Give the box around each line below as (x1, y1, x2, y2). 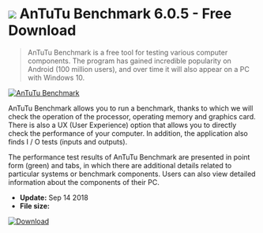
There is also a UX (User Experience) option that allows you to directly (8, 120, 237, 130)
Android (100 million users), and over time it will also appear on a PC (27, 64, 250, 73)
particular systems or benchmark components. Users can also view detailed (8, 169, 256, 179)
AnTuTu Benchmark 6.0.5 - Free (19, 5, 232, 23)
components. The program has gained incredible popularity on (27, 56, 231, 66)
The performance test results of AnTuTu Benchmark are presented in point (8, 152, 250, 162)
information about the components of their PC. (8, 177, 160, 186)
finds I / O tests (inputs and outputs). (8, 137, 128, 146)
